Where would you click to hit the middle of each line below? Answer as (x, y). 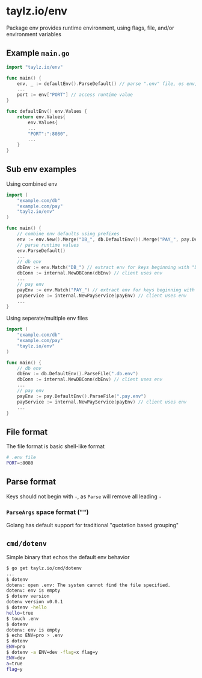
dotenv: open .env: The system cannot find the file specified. (88, 585)
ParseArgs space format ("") (47, 512)
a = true (14, 664)
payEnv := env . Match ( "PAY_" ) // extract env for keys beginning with (106, 290)
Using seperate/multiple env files (47, 318)
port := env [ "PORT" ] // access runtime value (75, 95)
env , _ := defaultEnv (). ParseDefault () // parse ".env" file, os (101, 84)
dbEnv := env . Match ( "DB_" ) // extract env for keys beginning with (103, 268)
